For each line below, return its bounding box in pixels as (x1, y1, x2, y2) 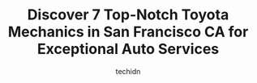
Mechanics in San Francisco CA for (7, 23, 249, 41)
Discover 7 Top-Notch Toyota (27, 6, 229, 24)
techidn (115, 66, 141, 76)
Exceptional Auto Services (36, 40, 220, 58)
